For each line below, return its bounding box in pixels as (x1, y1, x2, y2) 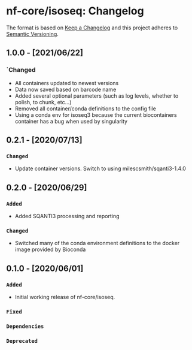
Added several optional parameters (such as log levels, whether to (14, 92, 179, 99)
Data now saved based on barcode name (14, 86, 117, 93)
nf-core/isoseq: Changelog (6, 4, 145, 18)
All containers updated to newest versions (14, 79, 119, 86)
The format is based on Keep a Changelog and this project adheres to (6, 24, 178, 31)
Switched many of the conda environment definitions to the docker (14, 240, 180, 247)
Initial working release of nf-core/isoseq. (14, 293, 115, 300)
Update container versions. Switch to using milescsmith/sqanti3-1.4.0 (14, 165, 187, 172)
